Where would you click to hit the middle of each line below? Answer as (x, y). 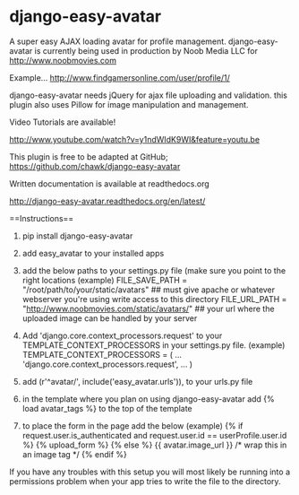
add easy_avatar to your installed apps (93, 253)
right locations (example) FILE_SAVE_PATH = (105, 280)
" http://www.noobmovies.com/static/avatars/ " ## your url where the (148, 308)
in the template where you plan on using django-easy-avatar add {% (148, 399)
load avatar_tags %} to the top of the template (107, 408)
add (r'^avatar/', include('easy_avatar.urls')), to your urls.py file (137, 381)
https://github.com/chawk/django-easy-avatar (95, 166)
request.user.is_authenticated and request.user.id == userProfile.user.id (154, 435)
